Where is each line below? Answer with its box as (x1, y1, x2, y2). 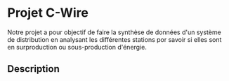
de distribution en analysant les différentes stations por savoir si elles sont (7, 35, 222, 43)
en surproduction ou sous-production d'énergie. (7, 43, 148, 51)
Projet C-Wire (7, 5, 89, 21)
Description (7, 63, 60, 75)
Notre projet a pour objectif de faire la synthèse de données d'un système (7, 28, 221, 36)
